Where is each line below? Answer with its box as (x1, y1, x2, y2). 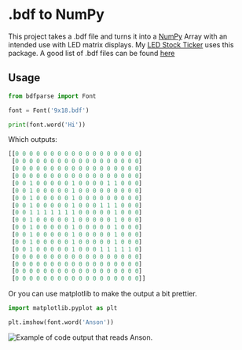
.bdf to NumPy (8, 6, 104, 24)
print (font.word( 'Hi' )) (8, 121, 86, 128)
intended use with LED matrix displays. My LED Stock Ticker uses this (8, 39, 234, 49)
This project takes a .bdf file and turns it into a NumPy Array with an (8, 32, 228, 41)
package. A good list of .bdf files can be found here (8, 48, 175, 58)
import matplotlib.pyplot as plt (8, 304, 118, 312)
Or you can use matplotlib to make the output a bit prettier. (8, 289, 198, 299)
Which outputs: (8, 135, 57, 144)
